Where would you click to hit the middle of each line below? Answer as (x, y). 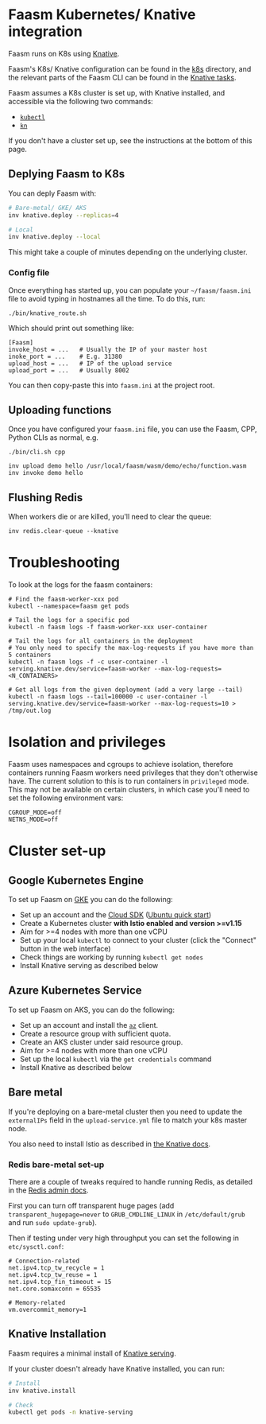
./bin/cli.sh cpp (37, 452)
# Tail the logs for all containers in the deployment (101, 641)
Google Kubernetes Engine (76, 880)
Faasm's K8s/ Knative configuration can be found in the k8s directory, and (130, 68)
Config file (29, 273)
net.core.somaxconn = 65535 (55, 1289)
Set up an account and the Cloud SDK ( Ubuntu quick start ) (116, 915)
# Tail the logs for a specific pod (69, 621)
